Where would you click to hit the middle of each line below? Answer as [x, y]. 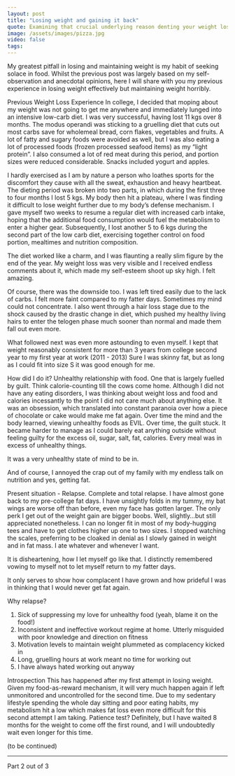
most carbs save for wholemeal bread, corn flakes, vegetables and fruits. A [115, 132]
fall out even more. [34, 329]
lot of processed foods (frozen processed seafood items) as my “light [107, 147]
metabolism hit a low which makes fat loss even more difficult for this [107, 710]
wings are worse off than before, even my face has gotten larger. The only [114, 508]
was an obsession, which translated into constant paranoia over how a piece [117, 408]
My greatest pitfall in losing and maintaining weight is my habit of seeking [113, 66]
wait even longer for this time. [50, 732]
